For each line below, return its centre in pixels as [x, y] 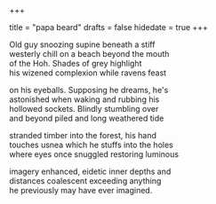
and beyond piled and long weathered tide [87, 118]
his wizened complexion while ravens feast [88, 73]
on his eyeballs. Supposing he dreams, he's [89, 90]
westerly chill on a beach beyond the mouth [89, 54]
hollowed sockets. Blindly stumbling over [84, 109]
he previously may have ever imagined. [81, 190]
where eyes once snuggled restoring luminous [94, 154]
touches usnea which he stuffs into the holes [91, 145]
